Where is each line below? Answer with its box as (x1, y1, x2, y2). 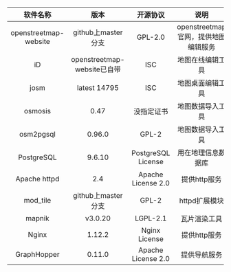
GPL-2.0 (136, 32, 165, 42)
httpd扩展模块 (179, 196, 224, 205)
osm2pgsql (19, 130, 56, 139)
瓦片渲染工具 (181, 214, 223, 223)
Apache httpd (15, 174, 60, 183)
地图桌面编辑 (177, 78, 219, 88)
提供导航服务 (181, 250, 223, 260)
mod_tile (23, 196, 52, 205)
